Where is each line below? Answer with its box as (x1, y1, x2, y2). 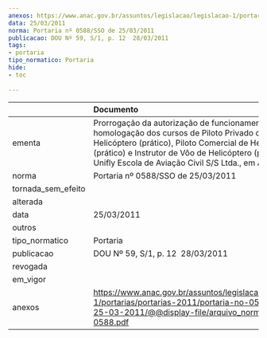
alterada (12, 196, 44, 207)
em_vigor (12, 273, 46, 285)
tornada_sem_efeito (12, 183, 86, 194)
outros (12, 222, 37, 233)
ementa (12, 137, 41, 148)
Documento (93, 104, 139, 115)
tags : (8, 41, 26, 49)
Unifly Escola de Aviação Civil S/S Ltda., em (93, 157, 256, 168)
